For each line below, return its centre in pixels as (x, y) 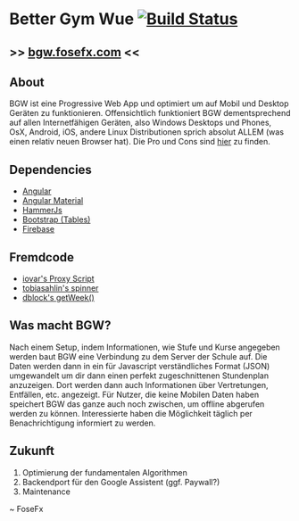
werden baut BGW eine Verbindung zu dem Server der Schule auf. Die (138, 356)
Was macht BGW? (60, 326)
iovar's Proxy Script (58, 279)
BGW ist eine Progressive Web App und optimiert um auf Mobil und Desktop (149, 103)
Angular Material (53, 201)
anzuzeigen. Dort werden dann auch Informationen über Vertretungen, (139, 385)
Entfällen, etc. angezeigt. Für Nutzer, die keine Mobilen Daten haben (134, 394)
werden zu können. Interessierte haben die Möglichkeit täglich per (131, 413)
